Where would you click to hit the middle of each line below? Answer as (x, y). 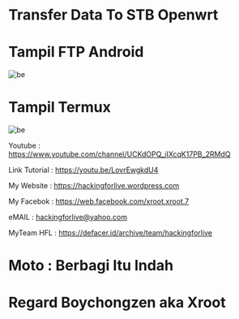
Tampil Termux (60, 108)
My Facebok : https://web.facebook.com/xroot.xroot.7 (99, 201)
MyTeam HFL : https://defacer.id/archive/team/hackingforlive (111, 233)
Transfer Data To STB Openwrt (113, 15)
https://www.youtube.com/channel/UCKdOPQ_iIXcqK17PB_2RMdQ (119, 154)
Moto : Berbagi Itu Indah (91, 266)
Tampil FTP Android (76, 52)
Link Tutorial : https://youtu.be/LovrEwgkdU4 (83, 170)
